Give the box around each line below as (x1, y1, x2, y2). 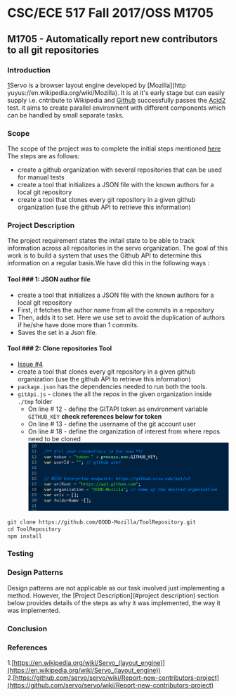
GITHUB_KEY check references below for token (27, 412, 162, 420)
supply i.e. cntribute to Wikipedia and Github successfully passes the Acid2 (7, 96, 226, 104)
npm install (7, 533, 42, 540)
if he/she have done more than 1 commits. (17, 320, 139, 329)
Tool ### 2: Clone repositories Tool (7, 344, 112, 353)
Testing (7, 549, 34, 559)
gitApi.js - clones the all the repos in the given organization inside (17, 389, 212, 398)
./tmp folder (17, 397, 53, 405)
